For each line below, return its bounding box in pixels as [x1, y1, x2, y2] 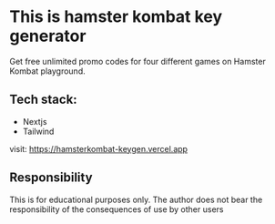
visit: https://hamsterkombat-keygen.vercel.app [9, 143, 188, 154]
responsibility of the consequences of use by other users [9, 203, 224, 215]
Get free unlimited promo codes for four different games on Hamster [9, 56, 266, 66]
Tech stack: [9, 92, 77, 107]
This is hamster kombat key [9, 6, 223, 27]
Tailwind [22, 126, 55, 137]
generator [9, 25, 87, 46]
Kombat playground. [9, 66, 86, 76]
